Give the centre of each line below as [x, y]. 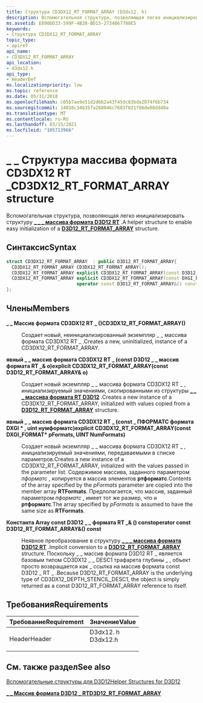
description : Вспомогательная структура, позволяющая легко [84, 18]
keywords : [19, 29]
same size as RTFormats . [53, 510]
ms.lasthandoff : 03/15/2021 [42, 125]
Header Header [31, 639]
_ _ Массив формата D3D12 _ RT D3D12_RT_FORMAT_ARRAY [84, 693]
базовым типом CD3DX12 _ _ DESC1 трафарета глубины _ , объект [106, 560]
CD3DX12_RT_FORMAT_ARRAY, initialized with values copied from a [106, 403]
